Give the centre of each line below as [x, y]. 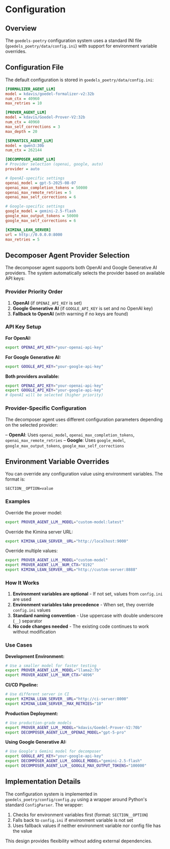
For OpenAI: [18, 338]
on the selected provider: [32, 425]
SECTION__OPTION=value [29, 489]
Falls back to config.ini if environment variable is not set [73, 820]
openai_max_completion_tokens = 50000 [46, 187]
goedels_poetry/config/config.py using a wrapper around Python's [76, 799]
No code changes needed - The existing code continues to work [81, 626]
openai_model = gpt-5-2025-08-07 [41, 183]
